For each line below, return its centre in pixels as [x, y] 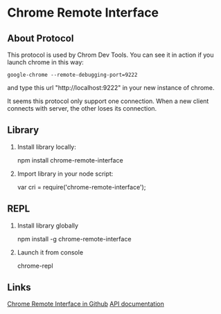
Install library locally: [46, 147]
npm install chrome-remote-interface [70, 160]
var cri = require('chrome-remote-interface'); [81, 187]
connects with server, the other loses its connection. [82, 108]
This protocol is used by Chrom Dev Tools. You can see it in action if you [110, 55]
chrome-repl [35, 266]
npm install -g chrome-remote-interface [74, 239]
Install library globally [47, 225]
